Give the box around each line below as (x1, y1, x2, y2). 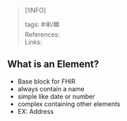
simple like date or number (17, 92, 95, 100)
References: (24, 30, 60, 38)
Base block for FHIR (17, 77, 76, 86)
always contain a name (17, 84, 85, 93)
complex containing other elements (17, 99, 121, 108)
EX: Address (17, 107, 54, 115)
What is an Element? (7, 58, 99, 70)
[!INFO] (24, 6, 47, 14)
